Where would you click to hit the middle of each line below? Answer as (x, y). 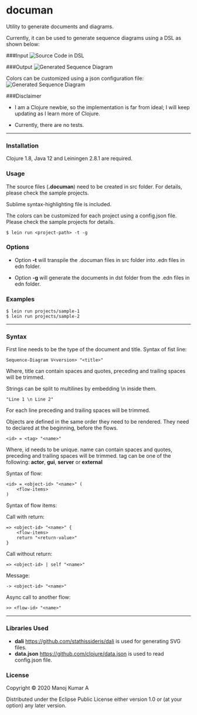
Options (18, 247)
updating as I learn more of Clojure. (57, 113)
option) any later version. (36, 706)
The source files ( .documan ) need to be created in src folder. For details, (94, 186)
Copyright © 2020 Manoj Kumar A (47, 688)
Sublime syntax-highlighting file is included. (59, 204)
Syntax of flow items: (32, 505)
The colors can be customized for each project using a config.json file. (91, 216)
